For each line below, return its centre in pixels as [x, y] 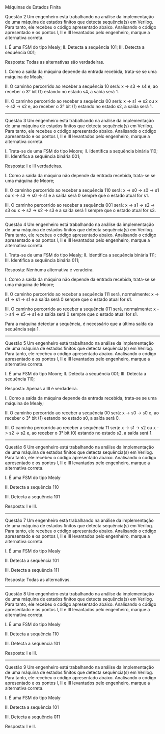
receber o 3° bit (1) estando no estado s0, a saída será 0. [63, 418]
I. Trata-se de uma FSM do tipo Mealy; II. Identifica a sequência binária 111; [81, 255]
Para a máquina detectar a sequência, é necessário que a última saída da [79, 324]
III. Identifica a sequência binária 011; [42, 260]
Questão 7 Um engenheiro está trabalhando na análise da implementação [79, 520]
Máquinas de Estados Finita [33, 7]
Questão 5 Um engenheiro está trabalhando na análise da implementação [79, 343]
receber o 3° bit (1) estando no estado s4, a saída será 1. [62, 92]
